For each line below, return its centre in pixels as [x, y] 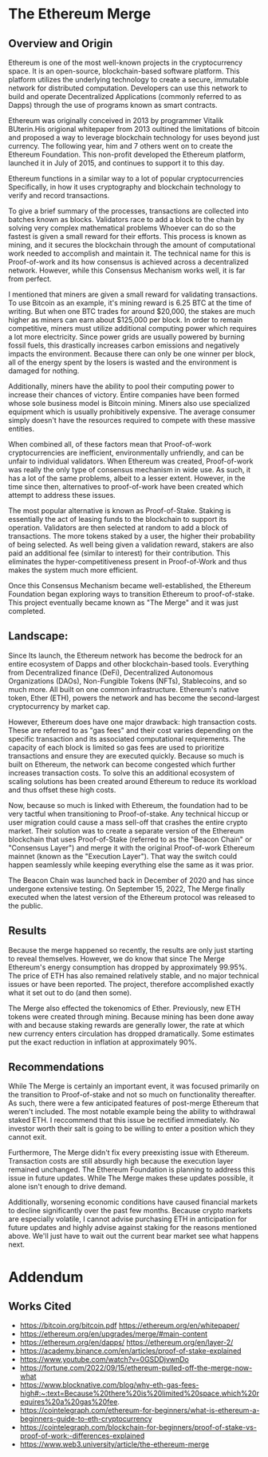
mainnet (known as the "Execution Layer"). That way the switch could [123, 856]
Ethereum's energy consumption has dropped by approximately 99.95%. [128, 967]
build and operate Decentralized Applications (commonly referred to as [125, 96]
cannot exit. [28, 1137]
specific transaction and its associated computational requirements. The [127, 738]
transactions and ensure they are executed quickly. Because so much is [126, 755]
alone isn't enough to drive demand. [68, 1187]
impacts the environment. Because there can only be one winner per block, [132, 354]
